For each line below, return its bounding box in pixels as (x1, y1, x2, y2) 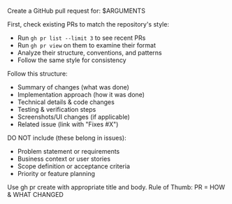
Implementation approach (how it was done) (17, 91, 145, 99)
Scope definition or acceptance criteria (17, 162, 131, 170)
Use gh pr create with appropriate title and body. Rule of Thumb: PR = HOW (7, 183, 226, 191)
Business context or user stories (17, 154, 110, 163)
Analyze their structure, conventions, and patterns (17, 49, 162, 57)
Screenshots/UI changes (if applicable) (17, 112, 131, 121)
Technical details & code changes (17, 98, 115, 106)
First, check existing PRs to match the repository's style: (7, 20, 170, 28)
